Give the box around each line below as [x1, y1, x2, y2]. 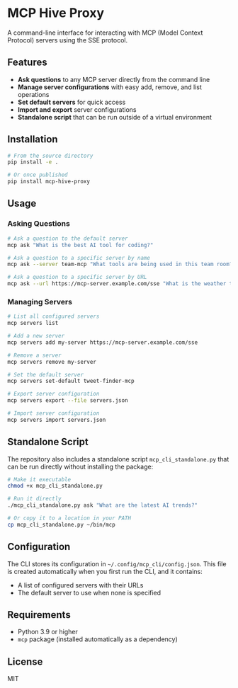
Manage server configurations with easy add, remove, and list [17, 83, 202, 91]
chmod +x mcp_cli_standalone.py [7, 483, 103, 490]
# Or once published [7, 171, 69, 178]
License [7, 655, 43, 667]
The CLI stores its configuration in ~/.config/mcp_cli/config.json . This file [7, 559, 227, 568]
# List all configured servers [7, 313, 100, 320]
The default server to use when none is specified [17, 588, 161, 597]
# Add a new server [7, 333, 65, 340]
